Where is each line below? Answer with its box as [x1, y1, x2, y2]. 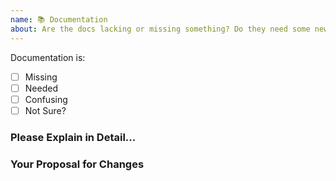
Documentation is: [10, 51, 86, 63]
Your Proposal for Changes [10, 157, 145, 171]
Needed [24, 82, 58, 94]
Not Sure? [24, 104, 67, 116]
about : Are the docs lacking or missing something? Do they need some [10, 24, 311, 34]
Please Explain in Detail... [10, 130, 137, 144]
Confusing [24, 93, 68, 105]
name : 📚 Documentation [10, 14, 108, 25]
